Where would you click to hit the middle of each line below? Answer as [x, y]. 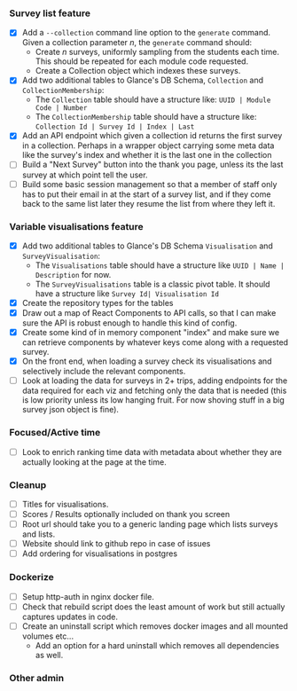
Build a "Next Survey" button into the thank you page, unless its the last [152, 165]
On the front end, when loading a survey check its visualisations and [147, 361]
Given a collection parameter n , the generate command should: [137, 43]
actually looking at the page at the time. [94, 462]
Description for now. [73, 274]
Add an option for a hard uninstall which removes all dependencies [157, 645]
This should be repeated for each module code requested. [142, 61]
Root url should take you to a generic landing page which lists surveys [150, 524]
